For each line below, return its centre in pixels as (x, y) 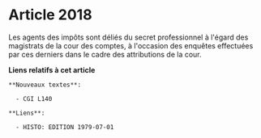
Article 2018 (50, 15)
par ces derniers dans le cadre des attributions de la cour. (105, 54)
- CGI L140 (34, 98)
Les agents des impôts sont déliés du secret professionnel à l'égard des (128, 37)
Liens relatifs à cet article (52, 69)
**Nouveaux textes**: (45, 85)
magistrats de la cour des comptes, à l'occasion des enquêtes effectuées (131, 45)
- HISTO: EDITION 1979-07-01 (65, 127)
